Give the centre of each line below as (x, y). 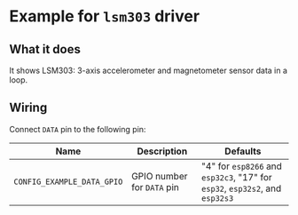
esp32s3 (217, 198)
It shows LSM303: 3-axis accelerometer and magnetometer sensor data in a (149, 70)
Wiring (28, 108)
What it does (45, 49)
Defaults (243, 151)
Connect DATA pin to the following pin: (78, 129)
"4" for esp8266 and (241, 166)
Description (162, 151)
